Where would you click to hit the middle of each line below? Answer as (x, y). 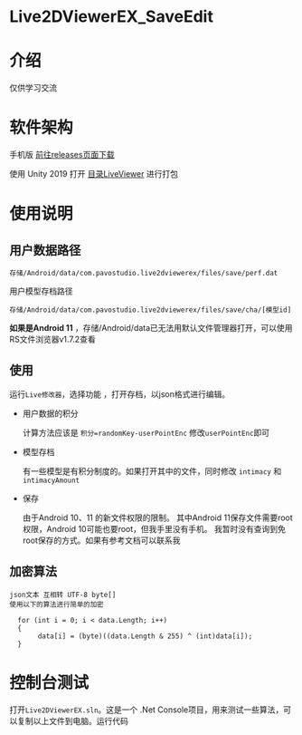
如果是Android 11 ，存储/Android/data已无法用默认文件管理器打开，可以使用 (151, 328)
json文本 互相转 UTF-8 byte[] (63, 595)
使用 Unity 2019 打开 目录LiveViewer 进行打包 (94, 174)
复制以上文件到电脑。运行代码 (72, 720)
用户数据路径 (45, 250)
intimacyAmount (51, 480)
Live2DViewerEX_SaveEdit (112, 17)
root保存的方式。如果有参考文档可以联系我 (101, 540)
